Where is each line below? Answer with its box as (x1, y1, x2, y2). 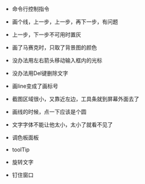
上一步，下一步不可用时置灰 (11, 31, 82, 38)
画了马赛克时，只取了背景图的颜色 (11, 44, 97, 51)
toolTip (11, 146, 30, 153)
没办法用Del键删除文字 (11, 70, 68, 77)
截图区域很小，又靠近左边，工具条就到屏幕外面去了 (11, 96, 140, 102)
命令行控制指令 (11, 5, 50, 12)
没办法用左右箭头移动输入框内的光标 (11, 57, 103, 64)
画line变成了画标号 (11, 82, 59, 90)
